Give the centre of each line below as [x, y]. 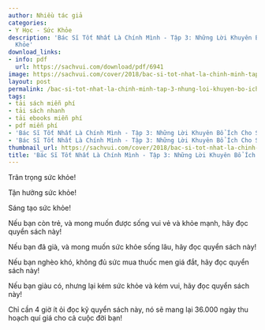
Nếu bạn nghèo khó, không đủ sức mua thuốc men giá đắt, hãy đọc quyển [129, 262]
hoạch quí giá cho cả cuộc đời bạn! [65, 318]
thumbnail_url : [33, 148]
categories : [28, 23]
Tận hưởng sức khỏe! [43, 193]
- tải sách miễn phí [42, 103]
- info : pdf [28, 60]
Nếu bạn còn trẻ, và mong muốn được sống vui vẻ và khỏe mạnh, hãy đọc [128, 223]
